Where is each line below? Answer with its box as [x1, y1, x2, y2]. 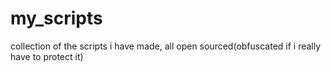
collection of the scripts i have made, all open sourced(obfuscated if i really [10, 40, 322, 52]
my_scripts [10, 7, 103, 30]
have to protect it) [10, 50, 84, 62]
